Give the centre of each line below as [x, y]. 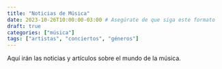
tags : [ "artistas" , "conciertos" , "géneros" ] [73, 39]
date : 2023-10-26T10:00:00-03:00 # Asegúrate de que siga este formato [111, 20]
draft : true [24, 26]
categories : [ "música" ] [41, 32]
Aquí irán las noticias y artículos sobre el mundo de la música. [94, 58]
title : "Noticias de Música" [48, 13]
